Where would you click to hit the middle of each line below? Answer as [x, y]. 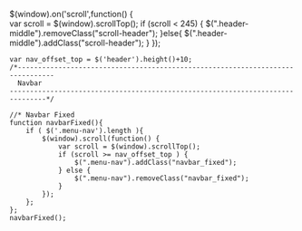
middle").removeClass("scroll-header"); [84, 33]
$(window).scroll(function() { [101, 139]
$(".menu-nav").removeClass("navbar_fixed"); [161, 178]
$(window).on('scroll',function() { [71, 14]
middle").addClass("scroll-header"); [77, 43]
